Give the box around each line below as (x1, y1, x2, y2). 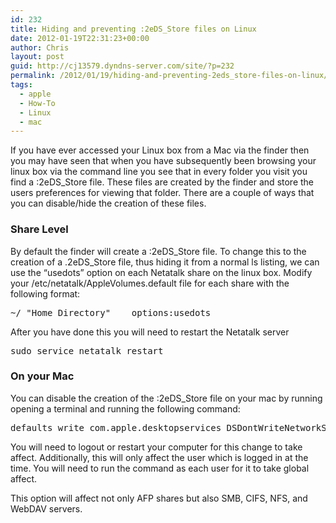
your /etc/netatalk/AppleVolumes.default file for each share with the (10, 277, 290, 289)
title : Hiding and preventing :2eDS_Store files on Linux (10, 24, 257, 34)
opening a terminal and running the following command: (10, 402, 241, 415)
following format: (10, 287, 81, 300)
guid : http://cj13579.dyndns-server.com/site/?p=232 (10, 61, 235, 71)
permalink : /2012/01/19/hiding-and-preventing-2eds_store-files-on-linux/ (10, 71, 329, 81)
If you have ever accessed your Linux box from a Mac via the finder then (10, 144, 310, 156)
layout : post (10, 52, 65, 62)
